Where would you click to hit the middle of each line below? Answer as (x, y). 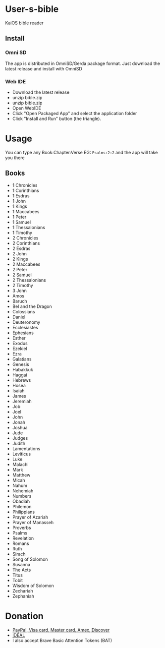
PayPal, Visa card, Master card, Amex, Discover (61, 630)
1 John (19, 201)
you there (15, 158)
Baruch (20, 301)
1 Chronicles (25, 185)
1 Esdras (21, 196)
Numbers (22, 496)
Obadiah (21, 501)
